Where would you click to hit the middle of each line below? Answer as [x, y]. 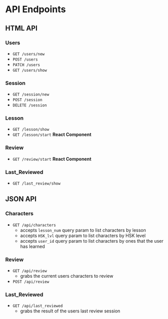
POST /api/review [31, 282]
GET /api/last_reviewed [38, 306]
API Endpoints [36, 9]
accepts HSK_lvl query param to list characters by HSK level [83, 236]
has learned [33, 246]
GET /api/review [30, 271]
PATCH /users [26, 65]
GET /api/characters [34, 225]
